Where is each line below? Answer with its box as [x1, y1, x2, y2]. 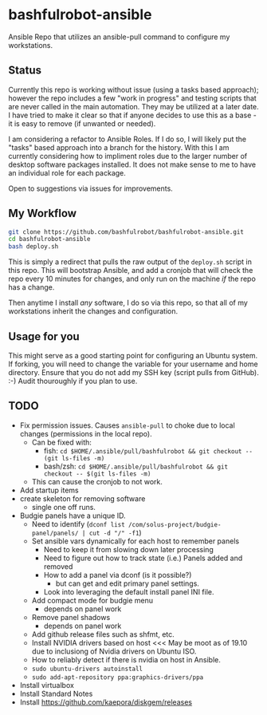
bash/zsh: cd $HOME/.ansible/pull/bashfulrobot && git [43, 461, 229, 471]
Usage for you [8, 330, 80, 343]
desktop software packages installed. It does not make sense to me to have [8, 160, 257, 169]
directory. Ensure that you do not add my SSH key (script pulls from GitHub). [8, 368, 259, 377]
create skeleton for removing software [19, 493, 146, 504]
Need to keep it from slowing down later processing [43, 544, 214, 554]
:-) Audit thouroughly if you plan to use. [8, 377, 138, 385]
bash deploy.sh [8, 243, 59, 251]
